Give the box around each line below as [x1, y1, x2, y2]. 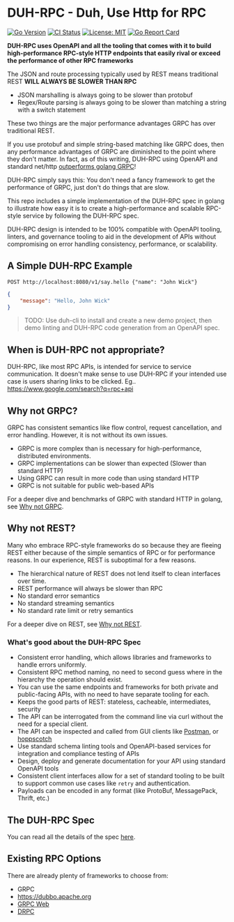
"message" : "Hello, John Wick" [19, 297, 111, 304]
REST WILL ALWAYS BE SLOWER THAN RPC [7, 77, 137, 85]
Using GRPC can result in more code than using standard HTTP [17, 474, 200, 482]
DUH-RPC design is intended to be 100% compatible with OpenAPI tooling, [7, 225, 222, 233]
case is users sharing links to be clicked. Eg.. [7, 377, 136, 386]
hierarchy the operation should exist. [17, 675, 123, 684]
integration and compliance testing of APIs [17, 750, 140, 758]
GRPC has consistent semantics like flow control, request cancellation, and [7, 423, 222, 432]
